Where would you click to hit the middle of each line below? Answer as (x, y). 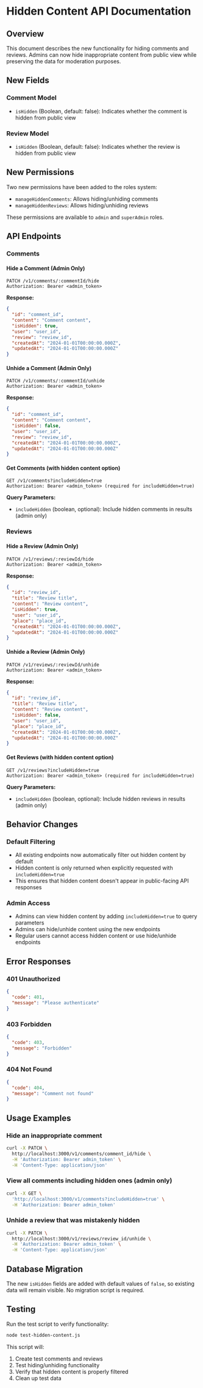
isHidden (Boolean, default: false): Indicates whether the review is (98, 146)
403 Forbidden (29, 1024)
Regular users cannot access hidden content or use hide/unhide (96, 936)
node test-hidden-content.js (43, 1335)
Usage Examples (39, 1118)
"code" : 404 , (28, 1088)
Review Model (28, 134)
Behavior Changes (42, 824)
